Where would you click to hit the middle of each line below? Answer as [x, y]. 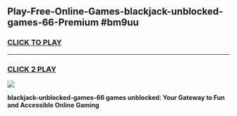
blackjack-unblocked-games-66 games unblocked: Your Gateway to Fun [116, 97]
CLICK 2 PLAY [32, 69]
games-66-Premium [53, 23]
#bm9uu [120, 23]
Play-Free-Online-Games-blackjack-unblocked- [115, 12]
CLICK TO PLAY [35, 43]
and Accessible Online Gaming [53, 105]
